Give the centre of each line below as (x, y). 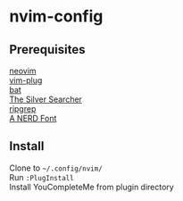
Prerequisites (47, 50)
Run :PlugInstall (42, 177)
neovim (23, 71)
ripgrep (23, 109)
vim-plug (26, 80)
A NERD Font (33, 118)
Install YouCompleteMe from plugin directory (91, 187)
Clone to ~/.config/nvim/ (56, 168)
